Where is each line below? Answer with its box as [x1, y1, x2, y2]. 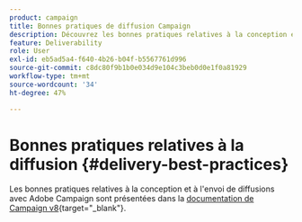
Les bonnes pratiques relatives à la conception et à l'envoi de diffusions [9, 183, 275, 194]
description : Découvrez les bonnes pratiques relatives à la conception [9, 30, 288, 39]
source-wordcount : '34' [9, 80, 99, 89]
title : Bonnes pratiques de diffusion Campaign [9, 22, 191, 31]
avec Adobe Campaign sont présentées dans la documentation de [9, 193, 254, 204]
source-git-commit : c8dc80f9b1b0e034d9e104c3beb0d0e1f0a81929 [9, 64, 247, 73]
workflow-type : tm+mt [9, 72, 91, 81]
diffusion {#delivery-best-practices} [9, 154, 289, 174]
